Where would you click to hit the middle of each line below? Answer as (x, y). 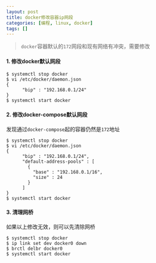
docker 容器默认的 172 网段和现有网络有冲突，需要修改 (85, 46)
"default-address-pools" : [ (58, 162)
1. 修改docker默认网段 (33, 61)
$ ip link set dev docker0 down (46, 243)
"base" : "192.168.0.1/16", (68, 172)
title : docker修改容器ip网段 (40, 17)
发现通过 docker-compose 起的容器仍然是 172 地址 (63, 129)
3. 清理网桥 (20, 212)
